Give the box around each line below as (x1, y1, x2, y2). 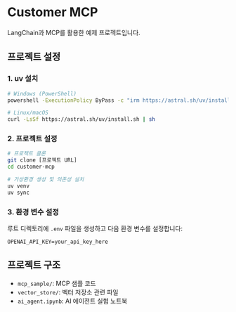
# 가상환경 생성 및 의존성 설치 (7, 176, 84, 183)
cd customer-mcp (7, 163, 55, 171)
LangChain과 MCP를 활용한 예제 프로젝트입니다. (7, 28, 140, 37)
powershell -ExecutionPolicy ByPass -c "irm (7, 96, 140, 104)
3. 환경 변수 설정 (7, 207, 60, 216)
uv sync (7, 189, 30, 196)
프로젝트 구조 (7, 259, 61, 271)
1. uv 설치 (7, 74, 39, 84)
